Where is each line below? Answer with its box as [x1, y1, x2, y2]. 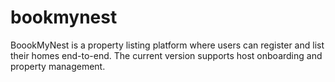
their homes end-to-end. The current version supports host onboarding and [10, 49, 323, 61]
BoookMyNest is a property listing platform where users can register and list [10, 39, 325, 51]
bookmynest [10, 6, 118, 29]
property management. [10, 60, 106, 72]
